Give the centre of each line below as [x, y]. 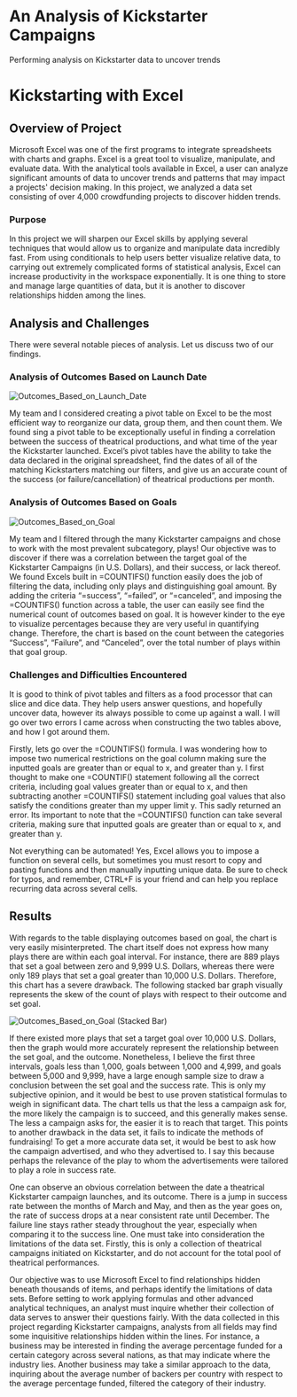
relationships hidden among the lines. [78, 295]
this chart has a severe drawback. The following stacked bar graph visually [146, 985]
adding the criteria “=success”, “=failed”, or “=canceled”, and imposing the [145, 595]
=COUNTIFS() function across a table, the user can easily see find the [137, 605]
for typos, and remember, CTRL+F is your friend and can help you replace [144, 878]
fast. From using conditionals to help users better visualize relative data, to [145, 258]
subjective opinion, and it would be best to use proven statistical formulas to [148, 1094]
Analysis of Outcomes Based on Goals [93, 503]
